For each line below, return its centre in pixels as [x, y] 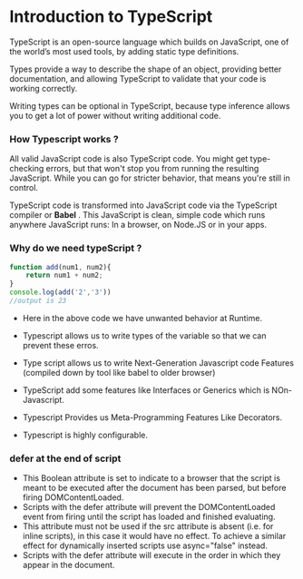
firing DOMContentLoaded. [73, 497]
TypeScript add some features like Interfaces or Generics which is [146, 390]
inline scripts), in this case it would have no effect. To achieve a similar [154, 536]
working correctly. [44, 88]
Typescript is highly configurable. [85, 435]
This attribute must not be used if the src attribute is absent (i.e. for [148, 526]
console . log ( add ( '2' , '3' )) [60, 292]
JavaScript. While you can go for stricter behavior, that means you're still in [150, 178]
